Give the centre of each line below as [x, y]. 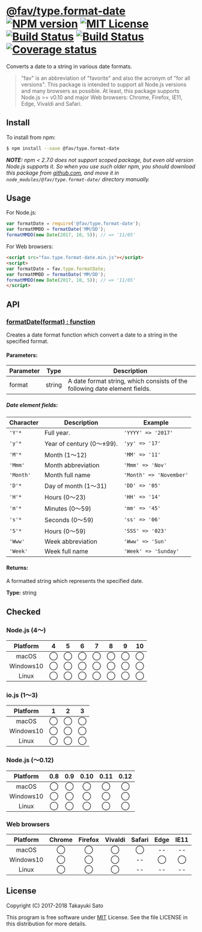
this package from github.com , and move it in [63, 173]
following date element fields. [109, 389]
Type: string [22, 593]
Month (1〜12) [66, 455]
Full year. [57, 433]
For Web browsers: [30, 246]
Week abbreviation [71, 542]
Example [156, 423]
